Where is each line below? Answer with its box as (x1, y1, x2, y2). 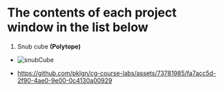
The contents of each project (7, 5, 177, 21)
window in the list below (7, 19, 148, 35)
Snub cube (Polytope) (17, 42, 81, 50)
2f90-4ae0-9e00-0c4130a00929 (17, 76, 113, 84)
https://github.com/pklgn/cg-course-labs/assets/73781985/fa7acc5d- (17, 69, 216, 77)
